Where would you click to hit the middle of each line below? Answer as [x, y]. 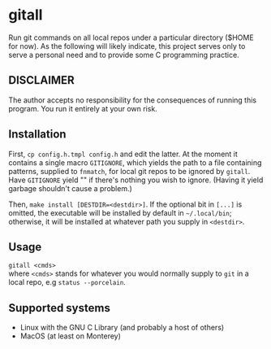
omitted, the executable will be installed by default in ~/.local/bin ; [120, 212]
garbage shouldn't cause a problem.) [70, 188]
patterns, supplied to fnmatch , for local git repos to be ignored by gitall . [129, 171]
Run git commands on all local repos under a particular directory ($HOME [131, 37]
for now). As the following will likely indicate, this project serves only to [127, 46]
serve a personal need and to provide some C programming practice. [124, 55]
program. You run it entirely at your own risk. [83, 108]
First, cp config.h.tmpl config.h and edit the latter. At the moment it [123, 154]
